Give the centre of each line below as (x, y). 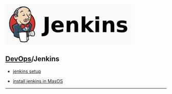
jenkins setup (27, 71)
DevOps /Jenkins (33, 59)
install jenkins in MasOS (38, 81)
